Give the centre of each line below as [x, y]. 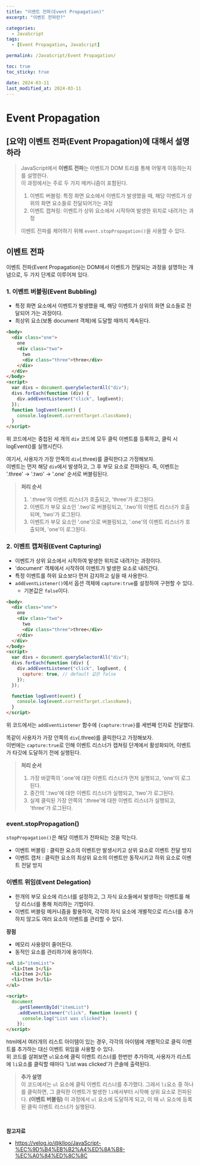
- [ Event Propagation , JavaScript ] [56, 45]
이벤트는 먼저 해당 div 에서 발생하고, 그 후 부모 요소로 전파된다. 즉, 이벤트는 [93, 467]
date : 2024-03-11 [28, 83]
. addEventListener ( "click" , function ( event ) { [77, 1013]
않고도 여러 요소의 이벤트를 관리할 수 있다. [75, 918]
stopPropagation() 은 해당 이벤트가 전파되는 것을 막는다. [72, 838]
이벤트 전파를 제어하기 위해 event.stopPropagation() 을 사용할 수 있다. [103, 231]
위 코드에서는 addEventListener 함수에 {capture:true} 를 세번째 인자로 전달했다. [100, 725]
